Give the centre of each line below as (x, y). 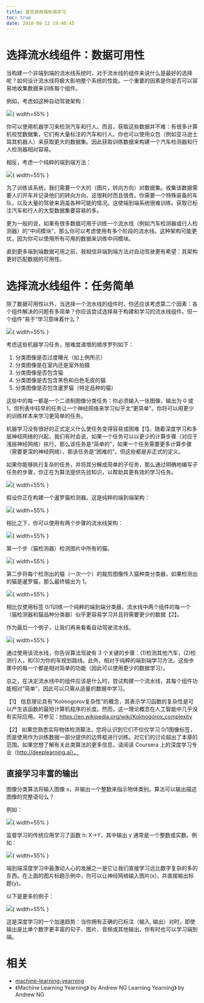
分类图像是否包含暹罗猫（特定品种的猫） (66, 388)
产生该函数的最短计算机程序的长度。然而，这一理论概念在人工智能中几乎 (102, 709)
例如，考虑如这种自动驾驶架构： (46, 101)
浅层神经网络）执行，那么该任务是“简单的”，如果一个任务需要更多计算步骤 (99, 444)
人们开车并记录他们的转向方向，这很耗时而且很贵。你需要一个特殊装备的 (102, 196)
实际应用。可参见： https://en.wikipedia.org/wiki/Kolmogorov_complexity (102, 717)
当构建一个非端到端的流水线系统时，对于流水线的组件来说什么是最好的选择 (99, 73)
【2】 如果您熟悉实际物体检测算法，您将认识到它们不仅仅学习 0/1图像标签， (101, 730)
